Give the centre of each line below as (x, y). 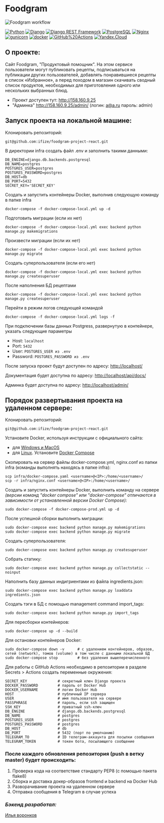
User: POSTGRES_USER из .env (41, 351)
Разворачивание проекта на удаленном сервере (63, 786)
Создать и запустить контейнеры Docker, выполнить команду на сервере (82, 490)
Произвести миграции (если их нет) (43, 240)
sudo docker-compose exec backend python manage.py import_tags (72, 613)
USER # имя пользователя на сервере (63, 699)
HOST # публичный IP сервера (56, 694)
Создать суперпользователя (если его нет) (50, 263)
